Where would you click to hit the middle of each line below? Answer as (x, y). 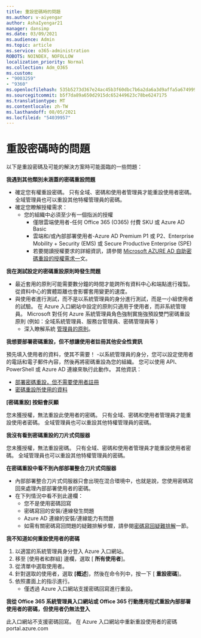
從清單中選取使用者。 (41, 566)
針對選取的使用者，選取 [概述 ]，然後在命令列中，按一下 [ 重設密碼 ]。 (100, 574)
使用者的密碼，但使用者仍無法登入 (48, 609)
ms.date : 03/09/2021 (32, 34)
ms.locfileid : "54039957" (38, 117)
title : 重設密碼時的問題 (33, 12)
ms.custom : (20, 73)
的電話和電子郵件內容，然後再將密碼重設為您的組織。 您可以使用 (86, 362)
